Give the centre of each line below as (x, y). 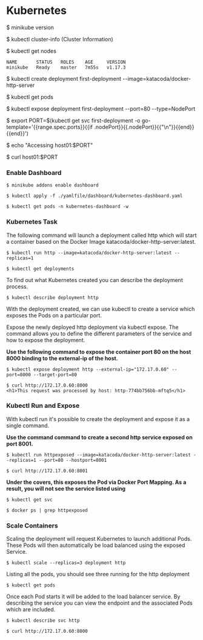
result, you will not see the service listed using (66, 488)
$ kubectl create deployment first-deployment (64, 78)
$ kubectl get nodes (31, 51)
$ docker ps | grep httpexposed (47, 510)
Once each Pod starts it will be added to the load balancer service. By (93, 597)
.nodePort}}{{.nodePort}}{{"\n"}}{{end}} (144, 127)
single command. (28, 425)
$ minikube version (30, 27)
